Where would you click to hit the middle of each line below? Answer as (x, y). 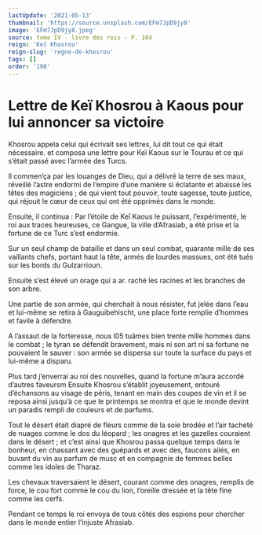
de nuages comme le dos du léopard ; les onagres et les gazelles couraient (129, 433)
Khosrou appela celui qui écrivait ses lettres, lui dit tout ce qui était (116, 144)
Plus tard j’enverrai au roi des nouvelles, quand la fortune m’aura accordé (126, 376)
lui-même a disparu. (40, 361)
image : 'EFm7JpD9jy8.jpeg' (52, 30)
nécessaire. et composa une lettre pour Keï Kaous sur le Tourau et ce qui (126, 152)
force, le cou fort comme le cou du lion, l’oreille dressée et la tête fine (120, 490)
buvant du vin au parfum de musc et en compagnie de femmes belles (120, 458)
